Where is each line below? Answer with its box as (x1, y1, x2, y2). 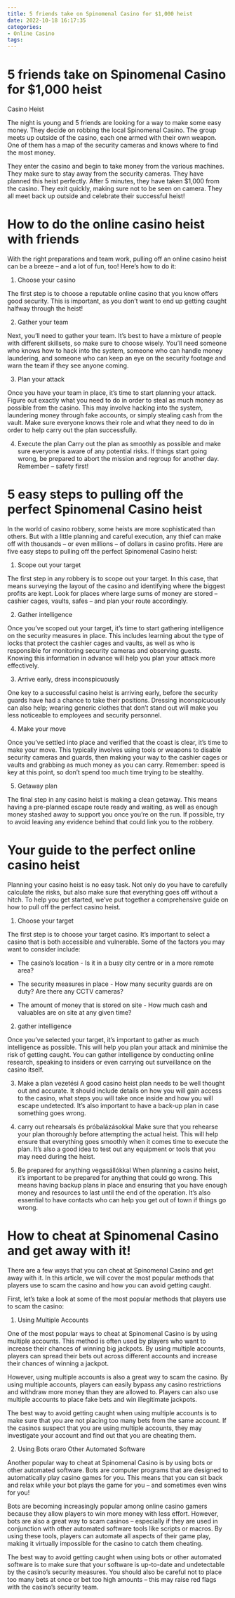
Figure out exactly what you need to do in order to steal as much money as (7, 396, 224, 404)
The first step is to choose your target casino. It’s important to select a (7, 930, 210, 938)
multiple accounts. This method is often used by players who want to (7, 1337, 207, 1345)
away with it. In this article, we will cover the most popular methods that (7, 1273, 215, 1282)
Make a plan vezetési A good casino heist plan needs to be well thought (17, 1079, 225, 1087)
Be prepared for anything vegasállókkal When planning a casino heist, (17, 1166, 220, 1174)
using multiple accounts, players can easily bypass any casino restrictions (7, 1380, 222, 1389)
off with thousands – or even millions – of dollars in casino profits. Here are (7, 539, 223, 548)
